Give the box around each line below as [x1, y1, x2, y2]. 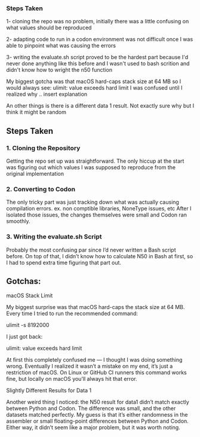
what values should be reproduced [6, 24, 92, 31]
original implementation [6, 170, 64, 177]
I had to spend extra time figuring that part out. [6, 259, 121, 266]
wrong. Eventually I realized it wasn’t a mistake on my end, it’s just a [6, 363, 173, 370]
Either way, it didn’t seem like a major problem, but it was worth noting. [6, 424, 180, 431]
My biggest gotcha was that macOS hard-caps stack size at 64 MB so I [6, 78, 181, 85]
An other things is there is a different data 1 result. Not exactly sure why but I [6, 102, 195, 109]
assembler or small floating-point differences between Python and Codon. [6, 417, 189, 425]
